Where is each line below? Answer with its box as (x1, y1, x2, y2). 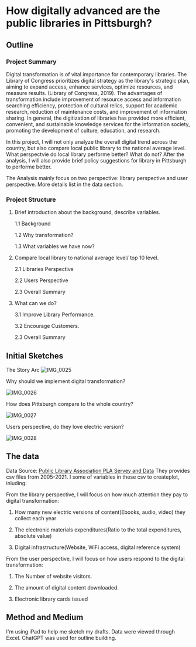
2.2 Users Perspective (14, 277, 68, 284)
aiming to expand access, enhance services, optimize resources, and (6, 83, 173, 90)
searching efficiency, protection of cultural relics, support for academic (6, 101, 178, 109)
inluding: (6, 479, 27, 486)
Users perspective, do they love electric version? (6, 423, 124, 430)
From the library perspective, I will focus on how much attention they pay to (6, 491, 188, 498)
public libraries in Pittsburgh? (6, 16, 152, 30)
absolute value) (14, 532, 52, 539)
